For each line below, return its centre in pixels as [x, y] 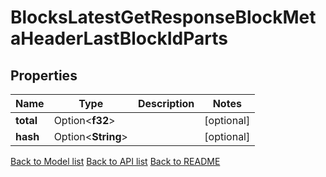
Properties [44, 75]
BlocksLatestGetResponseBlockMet [163, 17]
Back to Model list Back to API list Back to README [115, 161]
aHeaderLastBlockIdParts [119, 38]
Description [166, 103]
